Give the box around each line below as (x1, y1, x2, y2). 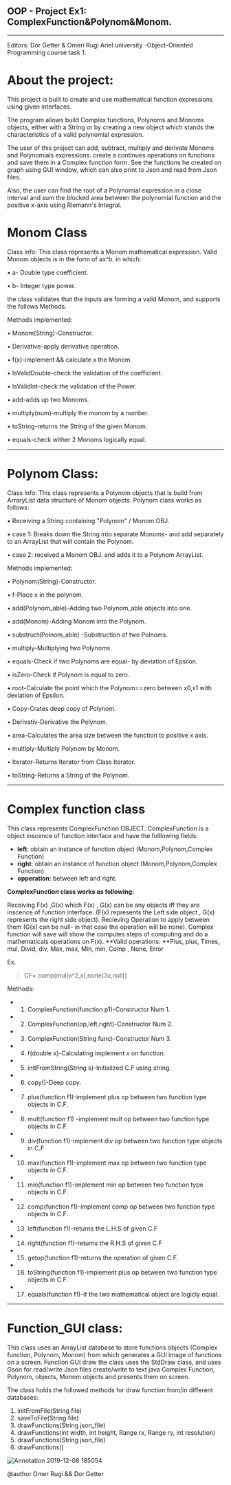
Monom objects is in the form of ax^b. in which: (7, 254, 142, 263)
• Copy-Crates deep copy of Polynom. (7, 704, 116, 712)
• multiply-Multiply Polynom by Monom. (7, 744, 120, 752)
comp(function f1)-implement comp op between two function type (27, 1202, 215, 1211)
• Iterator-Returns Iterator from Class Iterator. (7, 758, 136, 766)
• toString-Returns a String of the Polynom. (7, 771, 130, 779)
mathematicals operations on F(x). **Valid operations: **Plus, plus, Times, (7, 937, 220, 945)
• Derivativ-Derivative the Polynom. (7, 718, 108, 726)
